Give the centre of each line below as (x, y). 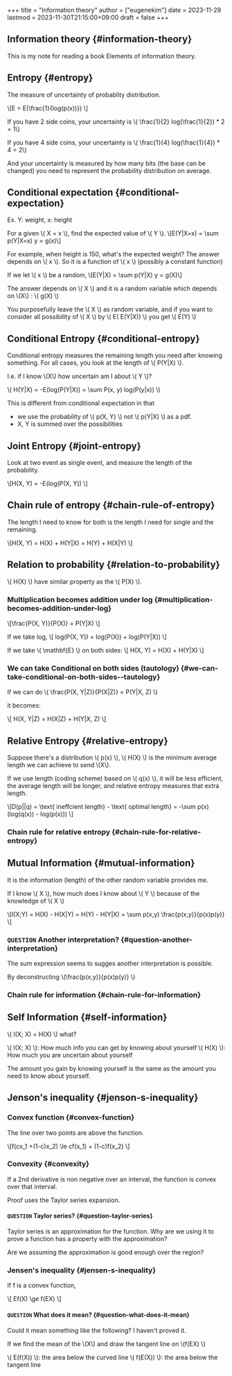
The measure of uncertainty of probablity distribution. (84, 95)
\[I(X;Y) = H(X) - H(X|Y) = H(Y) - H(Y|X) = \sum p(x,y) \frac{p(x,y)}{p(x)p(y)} (116, 914)
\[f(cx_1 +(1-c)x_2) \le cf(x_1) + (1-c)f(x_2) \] (69, 1146)
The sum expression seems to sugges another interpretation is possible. (110, 964)
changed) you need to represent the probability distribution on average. (109, 170)
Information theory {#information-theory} (100, 39)
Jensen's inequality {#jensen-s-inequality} (82, 1270)
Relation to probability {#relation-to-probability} (114, 565)
